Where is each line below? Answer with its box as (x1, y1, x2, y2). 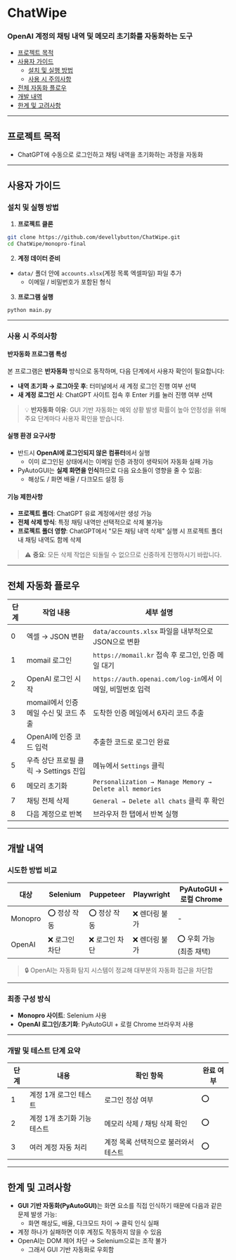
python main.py (7, 306, 52, 313)
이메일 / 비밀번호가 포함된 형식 (27, 278, 111, 286)
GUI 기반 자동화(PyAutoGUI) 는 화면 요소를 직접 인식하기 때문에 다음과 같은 (17, 1202, 223, 1210)
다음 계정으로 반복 (26, 809, 83, 819)
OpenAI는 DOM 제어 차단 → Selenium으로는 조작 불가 (17, 1237, 167, 1245)
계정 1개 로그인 (29, 1090, 77, 1100)
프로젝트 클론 (17, 219, 54, 228)
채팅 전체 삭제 (26, 795, 70, 805)
